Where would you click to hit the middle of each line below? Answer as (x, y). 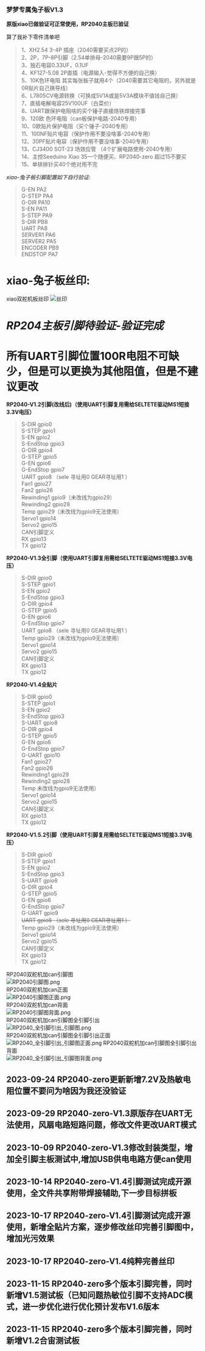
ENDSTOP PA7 (40, 254)
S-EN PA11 (34, 209)
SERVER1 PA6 (38, 235)
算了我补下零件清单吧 (33, 37)
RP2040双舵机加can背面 (37, 1005)
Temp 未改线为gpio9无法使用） (60, 789)
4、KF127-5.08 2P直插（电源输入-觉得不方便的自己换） (91, 73)
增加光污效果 (30, 1238)
